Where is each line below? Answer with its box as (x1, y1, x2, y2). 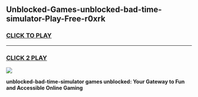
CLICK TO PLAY (6, 32, 52, 40)
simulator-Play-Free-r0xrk (6, 14, 106, 24)
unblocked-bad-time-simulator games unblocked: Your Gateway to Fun (6, 78, 185, 85)
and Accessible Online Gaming (6, 84, 83, 91)
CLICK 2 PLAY (6, 53, 47, 62)
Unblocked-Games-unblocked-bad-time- (6, 5, 162, 15)
